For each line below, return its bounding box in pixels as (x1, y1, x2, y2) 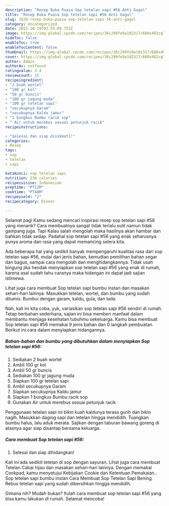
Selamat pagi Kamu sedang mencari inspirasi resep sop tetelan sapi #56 (5, 217, 155, 223)
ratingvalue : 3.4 (5, 69, 42, 74)
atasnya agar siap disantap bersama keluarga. (5, 425, 101, 431)
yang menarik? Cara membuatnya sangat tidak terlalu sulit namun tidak (5, 222, 152, 228)
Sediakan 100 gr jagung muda (12, 372, 74, 378)
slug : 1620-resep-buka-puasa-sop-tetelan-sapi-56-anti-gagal (5, 17, 136, 22)
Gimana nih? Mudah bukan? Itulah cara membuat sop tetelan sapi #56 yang (5, 490, 162, 496)
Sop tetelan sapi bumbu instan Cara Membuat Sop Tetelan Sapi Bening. (5, 475, 153, 481)
